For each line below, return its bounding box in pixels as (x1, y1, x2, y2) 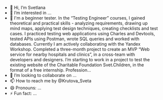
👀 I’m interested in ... (9, 10, 52, 16)
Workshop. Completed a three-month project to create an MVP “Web (9, 47, 150, 52)
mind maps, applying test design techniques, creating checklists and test (9, 25, 158, 31)
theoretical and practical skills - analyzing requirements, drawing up (9, 20, 148, 26)
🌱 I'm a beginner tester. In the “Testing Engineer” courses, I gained (9, 15, 145, 21)
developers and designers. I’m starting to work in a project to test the (9, 57, 150, 62)
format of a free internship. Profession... (9, 67, 91, 73)
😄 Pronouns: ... (9, 85, 42, 91)
